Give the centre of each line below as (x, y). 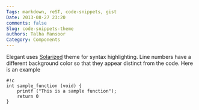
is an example (23, 69)
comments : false (26, 23)
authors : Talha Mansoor (36, 34)
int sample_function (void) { (44, 86)
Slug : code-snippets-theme (40, 29)
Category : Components (33, 40)
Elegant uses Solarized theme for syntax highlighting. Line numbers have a (99, 57)
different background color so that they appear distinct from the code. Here (100, 63)
